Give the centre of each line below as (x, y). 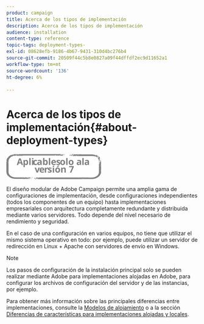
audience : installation (37, 32)
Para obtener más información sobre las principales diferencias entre (93, 301)
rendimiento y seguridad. (38, 221)
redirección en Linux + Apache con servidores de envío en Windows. (93, 247)
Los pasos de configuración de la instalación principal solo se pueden (94, 270)
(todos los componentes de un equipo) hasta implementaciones (86, 202)
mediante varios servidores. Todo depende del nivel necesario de (89, 215)
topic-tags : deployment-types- (46, 45)
